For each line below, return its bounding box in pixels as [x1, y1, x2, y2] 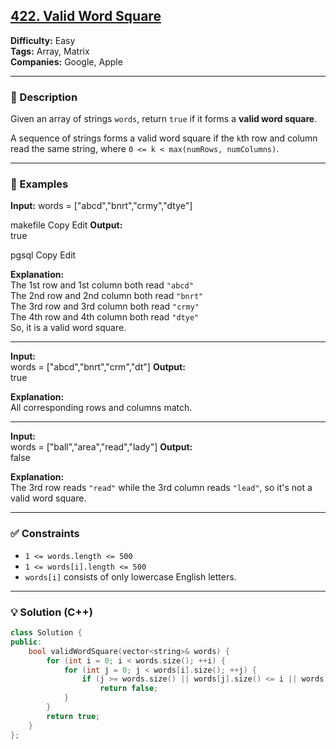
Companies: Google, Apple [10, 55, 123, 68]
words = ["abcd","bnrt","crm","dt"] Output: [10, 361, 186, 373]
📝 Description [10, 90, 78, 104]
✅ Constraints [10, 527, 80, 541]
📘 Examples [10, 177, 69, 191]
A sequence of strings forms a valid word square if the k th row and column [10, 132, 318, 144]
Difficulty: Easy [10, 34, 76, 46]
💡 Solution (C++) [10, 605, 93, 619]
